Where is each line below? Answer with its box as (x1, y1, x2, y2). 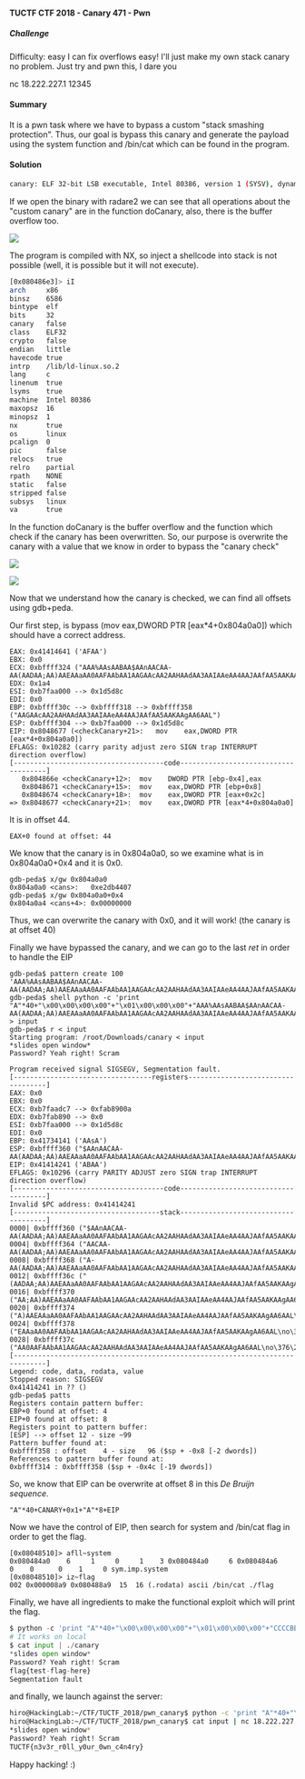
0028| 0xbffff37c (9, 1335, 75, 1344)
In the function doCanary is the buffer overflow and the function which (9, 522, 273, 533)
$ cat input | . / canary (9, 1641, 100, 1650)
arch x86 (9, 285, 59, 295)
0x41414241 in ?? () (9, 1383, 88, 1393)
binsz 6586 (9, 294, 64, 304)
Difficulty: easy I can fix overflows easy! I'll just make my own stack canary (9, 51, 290, 62)
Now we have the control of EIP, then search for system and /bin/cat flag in (9, 1522, 290, 1533)
